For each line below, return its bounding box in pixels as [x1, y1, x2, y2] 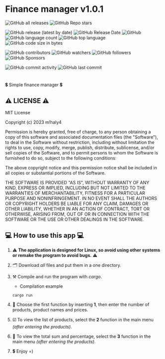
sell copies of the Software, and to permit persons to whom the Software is [5, 150, 159, 155]
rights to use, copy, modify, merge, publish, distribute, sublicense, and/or [5, 145, 155, 151]
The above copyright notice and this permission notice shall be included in [5, 164, 157, 170]
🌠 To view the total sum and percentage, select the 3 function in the [12, 333, 151, 339]
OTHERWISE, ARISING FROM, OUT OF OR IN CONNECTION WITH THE [5, 211, 150, 217]
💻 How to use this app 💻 [5, 231, 84, 240]
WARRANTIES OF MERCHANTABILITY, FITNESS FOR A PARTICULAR [5, 190, 145, 196]
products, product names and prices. [12, 307, 88, 312]
